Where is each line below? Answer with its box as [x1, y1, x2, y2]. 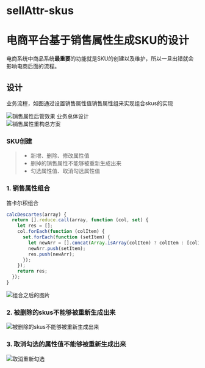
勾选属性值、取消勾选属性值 [30, 167, 101, 175]
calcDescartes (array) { [6, 212, 67, 218]
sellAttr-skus [6, 4, 74, 18]
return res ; [17, 268, 48, 274]
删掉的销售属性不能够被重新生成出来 [30, 160, 122, 167]
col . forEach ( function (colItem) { [17, 229, 105, 235]
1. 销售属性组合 [6, 184, 51, 193]
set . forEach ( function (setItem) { [22, 234, 111, 240]
